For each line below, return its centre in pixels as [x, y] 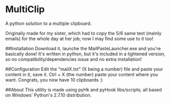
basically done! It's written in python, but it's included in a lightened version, [86, 54]
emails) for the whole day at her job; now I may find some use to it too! [79, 39]
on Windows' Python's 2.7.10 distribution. [48, 95]
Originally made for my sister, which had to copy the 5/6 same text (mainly [83, 33]
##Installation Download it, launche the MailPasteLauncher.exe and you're [83, 48]
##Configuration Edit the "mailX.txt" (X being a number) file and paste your [84, 69]
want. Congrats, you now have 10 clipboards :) [54, 80]
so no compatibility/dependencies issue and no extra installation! [74, 59]
